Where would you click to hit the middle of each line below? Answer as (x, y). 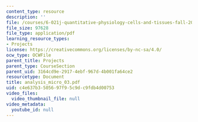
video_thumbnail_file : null (46, 99)
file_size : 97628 (27, 28)
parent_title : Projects (35, 60)
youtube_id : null (33, 110)
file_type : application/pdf (41, 33)
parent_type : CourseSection (41, 66)
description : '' (26, 17)
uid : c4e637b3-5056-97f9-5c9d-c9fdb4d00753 (60, 88)
